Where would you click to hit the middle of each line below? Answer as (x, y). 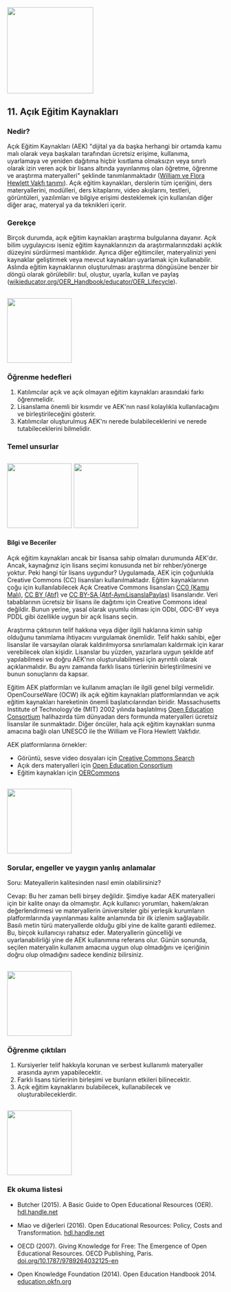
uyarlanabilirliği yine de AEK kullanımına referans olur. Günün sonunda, (107, 940)
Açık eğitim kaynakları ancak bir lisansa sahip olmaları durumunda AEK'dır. (112, 558)
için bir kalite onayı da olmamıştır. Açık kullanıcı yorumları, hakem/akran (108, 904)
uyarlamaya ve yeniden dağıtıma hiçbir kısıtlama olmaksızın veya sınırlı (107, 161)
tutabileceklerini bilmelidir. (54, 429)
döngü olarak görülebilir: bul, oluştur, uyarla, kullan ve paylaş (93, 275)
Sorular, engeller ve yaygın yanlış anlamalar (81, 868)
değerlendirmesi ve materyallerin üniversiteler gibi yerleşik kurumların (106, 911)
